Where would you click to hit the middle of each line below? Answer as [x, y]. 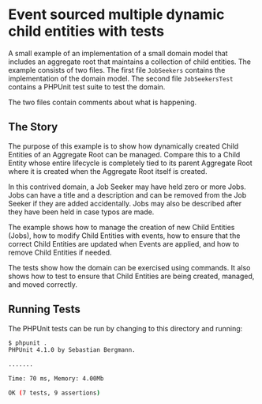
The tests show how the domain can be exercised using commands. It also [129, 267]
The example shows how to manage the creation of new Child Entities [122, 227]
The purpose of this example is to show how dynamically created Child [124, 146]
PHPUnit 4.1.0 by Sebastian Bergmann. [72, 350]
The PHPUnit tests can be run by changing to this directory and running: [125, 328]
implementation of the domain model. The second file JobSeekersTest [121, 78]
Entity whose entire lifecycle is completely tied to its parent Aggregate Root [130, 163]
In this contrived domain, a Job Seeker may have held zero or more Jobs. [127, 187]
